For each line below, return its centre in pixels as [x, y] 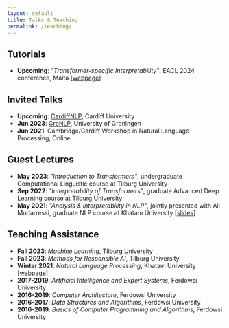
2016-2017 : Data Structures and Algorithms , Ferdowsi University [109, 302]
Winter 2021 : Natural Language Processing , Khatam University [107, 265]
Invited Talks [35, 99]
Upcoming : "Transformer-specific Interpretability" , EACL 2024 [106, 71]
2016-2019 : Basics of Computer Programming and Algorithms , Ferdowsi [120, 309]
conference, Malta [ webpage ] [59, 78]
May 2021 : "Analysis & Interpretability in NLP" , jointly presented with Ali [119, 205]
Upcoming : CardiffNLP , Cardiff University [76, 116]
